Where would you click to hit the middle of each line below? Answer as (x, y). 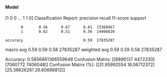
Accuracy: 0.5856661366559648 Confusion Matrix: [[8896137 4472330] (80, 59)
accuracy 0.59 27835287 (60, 40)
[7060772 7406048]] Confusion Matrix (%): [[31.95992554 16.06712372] (80, 64)
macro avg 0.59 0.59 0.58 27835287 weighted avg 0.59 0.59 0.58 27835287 (84, 49)
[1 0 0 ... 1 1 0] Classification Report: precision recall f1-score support (76, 18)
